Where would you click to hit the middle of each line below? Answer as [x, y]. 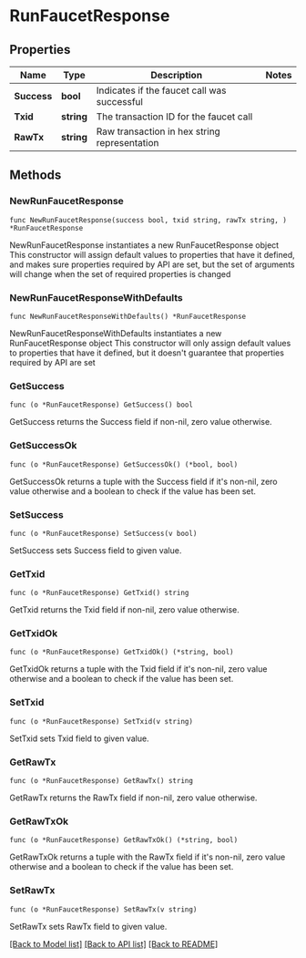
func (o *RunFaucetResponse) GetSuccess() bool [102, 405]
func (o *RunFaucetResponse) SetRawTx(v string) [103, 909]
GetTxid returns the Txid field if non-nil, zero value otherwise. [124, 610]
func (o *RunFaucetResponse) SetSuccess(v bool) [103, 533]
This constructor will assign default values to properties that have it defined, [153, 254]
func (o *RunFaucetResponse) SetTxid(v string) [102, 721]
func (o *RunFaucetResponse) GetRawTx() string [102, 781]
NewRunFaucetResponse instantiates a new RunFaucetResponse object [144, 245]
